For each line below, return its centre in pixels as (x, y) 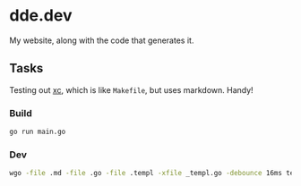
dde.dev (41, 16)
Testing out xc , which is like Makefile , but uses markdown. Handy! (131, 89)
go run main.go (38, 132)
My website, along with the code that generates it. (102, 40)
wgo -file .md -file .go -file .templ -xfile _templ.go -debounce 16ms (146, 173)
